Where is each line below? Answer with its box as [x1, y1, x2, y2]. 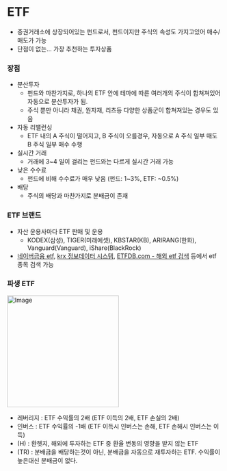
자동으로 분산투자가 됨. [27, 97, 88, 106]
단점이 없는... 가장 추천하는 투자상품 [16, 44, 112, 53]
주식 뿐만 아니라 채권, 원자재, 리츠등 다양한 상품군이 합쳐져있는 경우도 [27, 106, 212, 114]
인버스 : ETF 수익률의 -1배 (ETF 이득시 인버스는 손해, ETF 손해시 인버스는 [16, 422, 212, 430]
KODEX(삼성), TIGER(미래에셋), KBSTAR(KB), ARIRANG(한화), [27, 235, 197, 244]
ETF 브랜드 [7, 210, 42, 220]
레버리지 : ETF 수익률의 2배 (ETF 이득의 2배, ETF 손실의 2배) [16, 413, 180, 422]
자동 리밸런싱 [16, 123, 53, 131]
